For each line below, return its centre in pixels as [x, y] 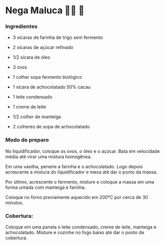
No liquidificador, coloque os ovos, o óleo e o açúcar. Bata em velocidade [82, 151]
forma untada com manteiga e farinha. [45, 187]
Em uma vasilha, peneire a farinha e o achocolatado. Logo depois [74, 166]
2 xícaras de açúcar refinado [43, 48]
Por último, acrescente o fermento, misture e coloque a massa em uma [80, 182]
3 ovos [20, 67]
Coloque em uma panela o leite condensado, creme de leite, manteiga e [81, 227]
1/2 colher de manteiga [37, 117]
